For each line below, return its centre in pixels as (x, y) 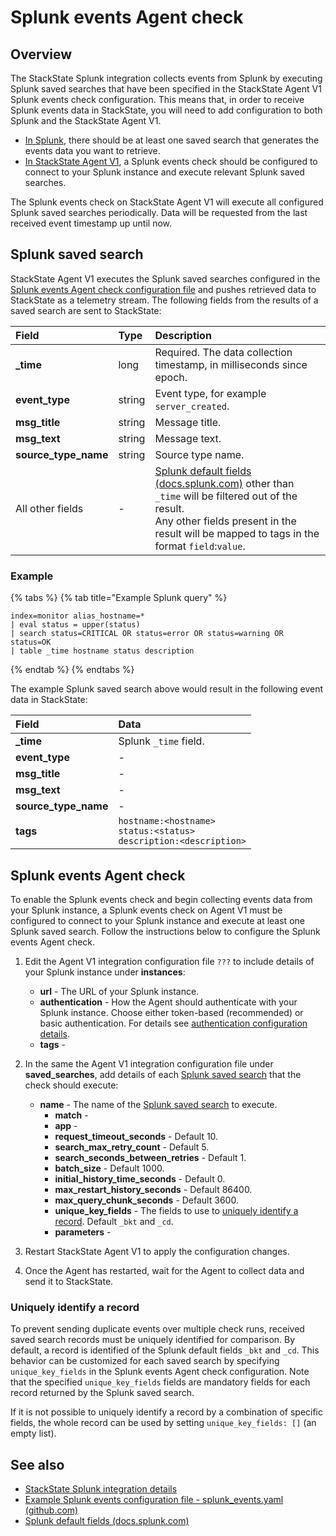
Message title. (188, 422)
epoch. (171, 377)
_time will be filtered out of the (226, 496)
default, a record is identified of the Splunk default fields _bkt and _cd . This (165, 1350)
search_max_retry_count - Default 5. (132, 1147)
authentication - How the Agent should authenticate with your (168, 1002)
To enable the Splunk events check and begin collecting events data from (161, 899)
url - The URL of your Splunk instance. (119, 991)
